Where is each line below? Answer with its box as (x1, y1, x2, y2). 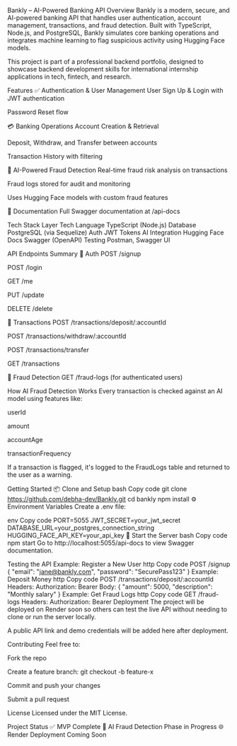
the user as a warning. (7, 470, 73, 479)
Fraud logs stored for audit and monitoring (7, 180, 131, 188)
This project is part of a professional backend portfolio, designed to (7, 57, 204, 66)
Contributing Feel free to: (7, 640, 81, 648)
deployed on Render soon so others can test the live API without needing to (7, 605, 228, 614)
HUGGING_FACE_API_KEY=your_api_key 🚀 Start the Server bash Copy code (7, 531, 228, 539)
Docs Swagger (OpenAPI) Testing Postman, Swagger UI (7, 236, 170, 244)
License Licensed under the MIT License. (7, 708, 128, 717)
